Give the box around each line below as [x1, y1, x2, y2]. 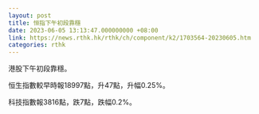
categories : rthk [8, 41, 66, 49]
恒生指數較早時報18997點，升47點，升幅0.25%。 [8, 81, 170, 90]
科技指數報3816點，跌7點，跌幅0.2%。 [8, 97, 137, 107]
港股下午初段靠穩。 [8, 64, 72, 74]
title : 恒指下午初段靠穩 [8, 19, 81, 27]
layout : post [8, 11, 52, 20]
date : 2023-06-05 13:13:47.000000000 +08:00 [8, 26, 159, 34]
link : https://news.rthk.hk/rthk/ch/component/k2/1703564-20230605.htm [8, 33, 251, 42]
